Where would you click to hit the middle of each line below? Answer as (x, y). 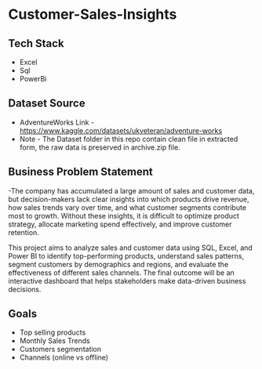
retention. (24, 232)
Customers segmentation (60, 349)
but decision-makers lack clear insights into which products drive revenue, (129, 199)
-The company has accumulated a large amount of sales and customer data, (131, 190)
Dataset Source (47, 103)
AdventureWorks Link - (57, 122)
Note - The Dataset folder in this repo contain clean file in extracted (129, 139)
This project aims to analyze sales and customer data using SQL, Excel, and (130, 248)
